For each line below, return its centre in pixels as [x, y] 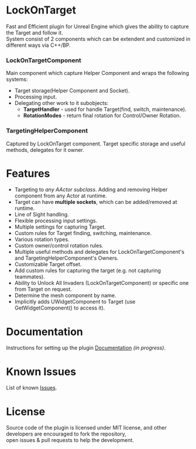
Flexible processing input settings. [56, 221]
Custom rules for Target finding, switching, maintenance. [83, 233]
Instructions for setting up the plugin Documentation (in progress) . [86, 348]
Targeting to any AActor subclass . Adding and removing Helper [91, 190]
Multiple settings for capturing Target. [60, 227]
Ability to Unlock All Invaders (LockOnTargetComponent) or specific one [102, 283]
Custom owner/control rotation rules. [59, 246]
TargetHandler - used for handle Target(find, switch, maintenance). [105, 110]
